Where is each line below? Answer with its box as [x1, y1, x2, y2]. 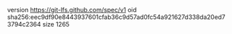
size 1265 [42, 20, 70, 28]
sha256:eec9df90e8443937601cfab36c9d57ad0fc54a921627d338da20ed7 [7, 13, 226, 21]
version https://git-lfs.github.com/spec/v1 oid [7, 6, 137, 14]
